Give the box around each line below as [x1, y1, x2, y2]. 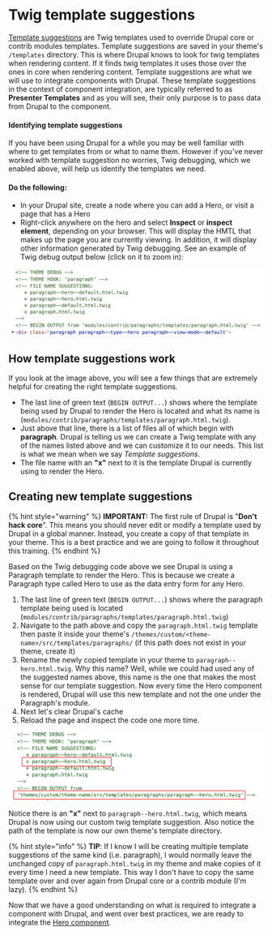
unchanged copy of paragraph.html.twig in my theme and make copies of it [8, 858, 261, 869]
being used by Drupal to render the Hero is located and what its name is [19, 406, 261, 416]
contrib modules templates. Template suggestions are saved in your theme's [8, 41, 263, 50]
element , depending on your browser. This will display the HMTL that [19, 226, 252, 236]
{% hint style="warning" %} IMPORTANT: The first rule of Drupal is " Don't [8, 511, 257, 521]
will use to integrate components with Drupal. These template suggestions [8, 75, 257, 85]
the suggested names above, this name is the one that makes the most [19, 671, 257, 682]
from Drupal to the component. [8, 101, 112, 111]
